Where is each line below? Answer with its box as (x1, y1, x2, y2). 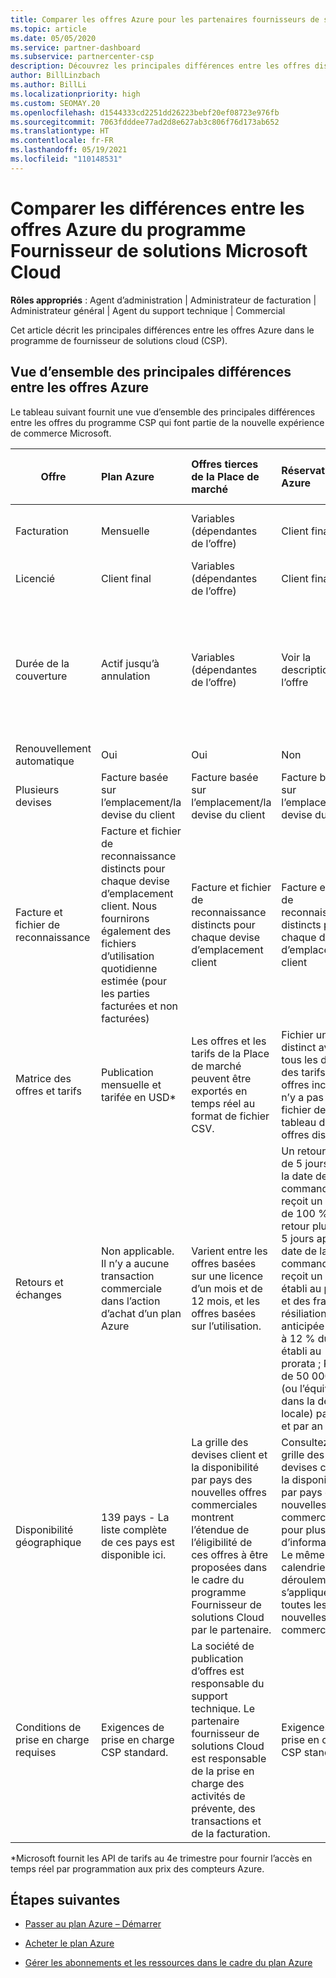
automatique (15, 754, 75, 768)
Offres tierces (191, 457, 259, 471)
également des (101, 924, 172, 938)
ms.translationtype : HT (10, 126, 110, 136)
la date (281, 1169, 313, 1183)
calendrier (281, 1560, 330, 1574)
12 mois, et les (191, 1294, 261, 1308)
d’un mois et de (191, 1281, 263, 1295)
